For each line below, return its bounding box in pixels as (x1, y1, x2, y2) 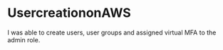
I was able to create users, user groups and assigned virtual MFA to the (7, 28, 217, 37)
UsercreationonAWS (7, 5, 132, 21)
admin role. (7, 35, 41, 44)
